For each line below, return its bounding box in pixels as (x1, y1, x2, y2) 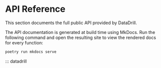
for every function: (5, 39, 43, 45)
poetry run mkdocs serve (5, 49, 57, 54)
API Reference (5, 3, 66, 15)
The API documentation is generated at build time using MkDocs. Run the (5, 29, 156, 35)
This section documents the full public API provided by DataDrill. (5, 20, 137, 26)
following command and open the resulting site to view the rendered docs (5, 34, 157, 40)
